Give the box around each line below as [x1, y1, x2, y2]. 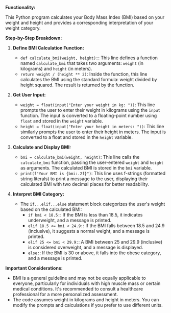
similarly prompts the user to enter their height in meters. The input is [20, 129, 166, 135]
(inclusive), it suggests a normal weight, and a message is [28, 228, 150, 234]
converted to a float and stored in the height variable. [20, 134, 133, 140]
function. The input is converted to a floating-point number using [20, 112, 157, 118]
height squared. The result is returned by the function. [20, 82, 134, 88]
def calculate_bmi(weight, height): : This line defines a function [20, 55, 158, 61]
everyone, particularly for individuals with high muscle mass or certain [12, 280, 161, 286]
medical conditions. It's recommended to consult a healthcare [12, 286, 143, 292]
